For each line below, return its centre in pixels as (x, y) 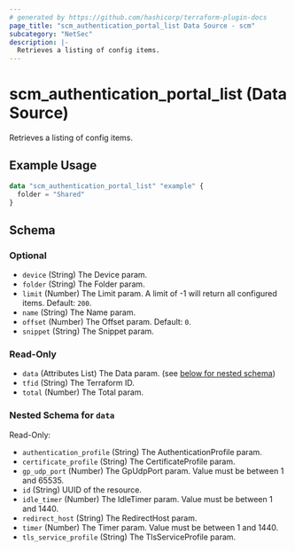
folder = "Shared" (51, 194)
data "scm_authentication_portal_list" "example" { (106, 186)
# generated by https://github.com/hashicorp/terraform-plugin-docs (138, 17)
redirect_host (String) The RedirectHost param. (109, 518)
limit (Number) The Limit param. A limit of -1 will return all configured (149, 294)
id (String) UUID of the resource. (82, 490)
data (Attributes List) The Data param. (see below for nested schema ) (149, 374)
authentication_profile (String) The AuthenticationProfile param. (142, 452)
